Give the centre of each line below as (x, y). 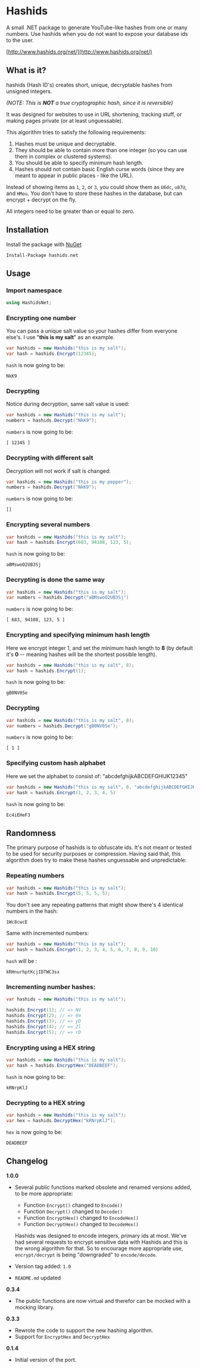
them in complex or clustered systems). (63, 156)
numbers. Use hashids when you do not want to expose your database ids (97, 33)
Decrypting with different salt (50, 458)
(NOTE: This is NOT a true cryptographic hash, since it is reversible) (90, 103)
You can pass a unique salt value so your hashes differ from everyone (92, 331)
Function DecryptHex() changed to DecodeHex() (81, 1224)
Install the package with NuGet (44, 244)
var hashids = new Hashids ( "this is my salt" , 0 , (69, 787)
